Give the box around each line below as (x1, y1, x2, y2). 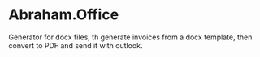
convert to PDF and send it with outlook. (8, 40, 143, 50)
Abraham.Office (8, 6, 119, 24)
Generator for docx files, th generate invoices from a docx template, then (8, 32, 253, 42)
